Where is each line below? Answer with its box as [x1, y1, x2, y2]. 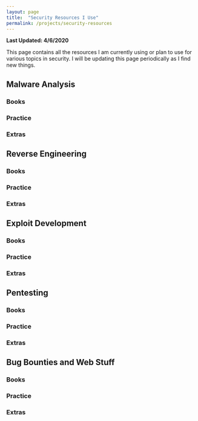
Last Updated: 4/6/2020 [6, 37, 69, 44]
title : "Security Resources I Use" [6, 15, 99, 21]
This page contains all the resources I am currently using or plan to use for [6, 49, 193, 56]
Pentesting [6, 288, 48, 298]
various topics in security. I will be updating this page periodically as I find [6, 55, 191, 63]
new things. [6, 61, 36, 69]
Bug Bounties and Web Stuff [6, 357, 115, 368]
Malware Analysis [6, 79, 76, 89]
